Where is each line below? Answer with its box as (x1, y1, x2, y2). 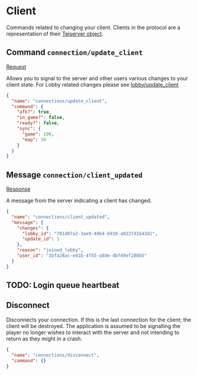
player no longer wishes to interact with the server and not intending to (6, 329, 180, 336)
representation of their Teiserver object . (6, 30, 104, 37)
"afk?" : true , (17, 109, 52, 115)
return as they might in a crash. (6, 335, 82, 342)
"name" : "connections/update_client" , (11, 98, 108, 104)
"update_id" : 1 (21, 236, 60, 242)
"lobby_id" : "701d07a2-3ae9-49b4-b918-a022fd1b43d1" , (21, 231, 158, 237)
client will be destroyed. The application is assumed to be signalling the (6, 322, 181, 329)
